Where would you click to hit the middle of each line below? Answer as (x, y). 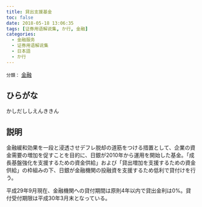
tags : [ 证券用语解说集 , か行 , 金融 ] (47, 29)
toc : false (20, 18)
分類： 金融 (19, 75)
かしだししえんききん (32, 111)
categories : (21, 34)
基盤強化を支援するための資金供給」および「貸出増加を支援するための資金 (103, 163)
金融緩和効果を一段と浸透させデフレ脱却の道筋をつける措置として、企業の (98, 148)
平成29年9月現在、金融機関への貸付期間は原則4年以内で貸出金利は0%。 (96, 191)
